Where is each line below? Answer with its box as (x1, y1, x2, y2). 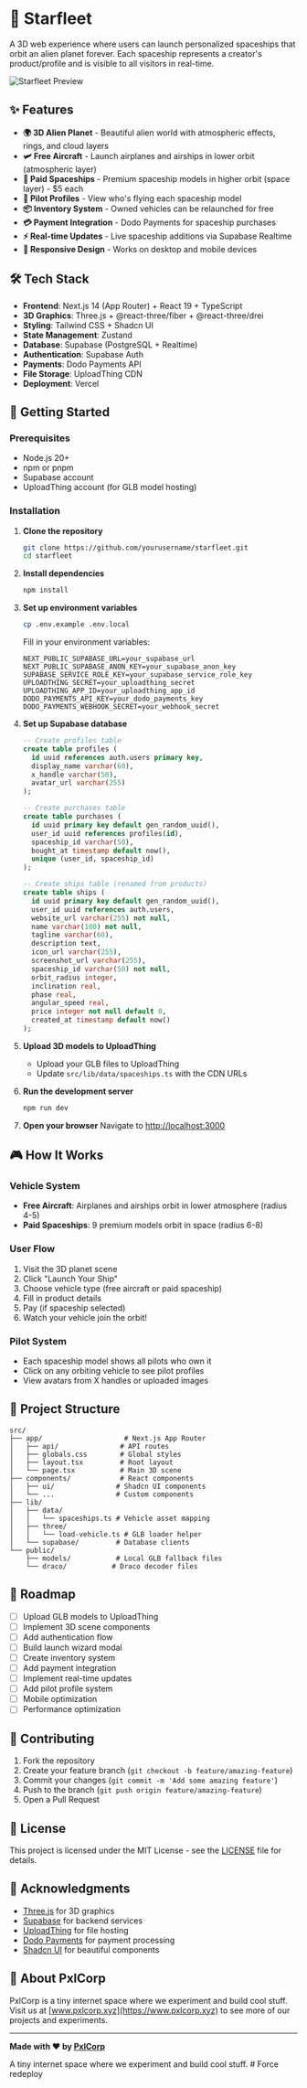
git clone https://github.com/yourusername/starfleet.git (22, 543, 249, 552)
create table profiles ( (22, 744, 118, 754)
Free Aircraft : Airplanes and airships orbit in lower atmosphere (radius (22, 1200, 288, 1211)
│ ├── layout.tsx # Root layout (9, 1458, 174, 1467)
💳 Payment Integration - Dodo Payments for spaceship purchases (22, 217, 277, 228)
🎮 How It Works (9, 1148, 104, 1163)
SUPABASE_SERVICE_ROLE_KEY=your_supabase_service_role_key (22, 670, 253, 680)
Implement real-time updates (22, 1673, 132, 1684)
